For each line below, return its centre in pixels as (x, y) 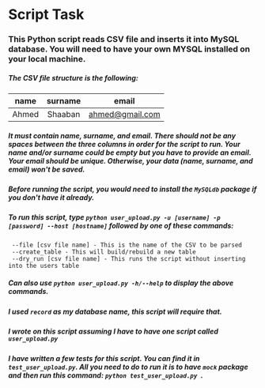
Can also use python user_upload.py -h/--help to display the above (121, 283)
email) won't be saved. (47, 169)
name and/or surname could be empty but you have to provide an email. (130, 153)
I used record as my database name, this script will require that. (115, 311)
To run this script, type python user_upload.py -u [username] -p (114, 217)
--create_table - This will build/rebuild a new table (104, 252)
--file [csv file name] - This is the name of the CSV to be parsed (127, 245)
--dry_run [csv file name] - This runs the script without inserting (129, 258)
